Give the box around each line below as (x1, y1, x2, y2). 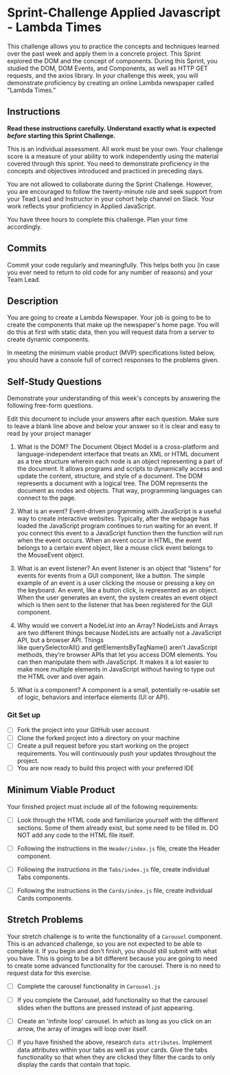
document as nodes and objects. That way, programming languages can (16, 487, 222, 495)
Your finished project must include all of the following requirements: (7, 802, 199, 810)
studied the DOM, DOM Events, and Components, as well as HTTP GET (7, 64, 208, 72)
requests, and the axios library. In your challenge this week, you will (7, 71, 198, 80)
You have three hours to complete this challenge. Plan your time (7, 215, 188, 223)
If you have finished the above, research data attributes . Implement (16, 1038, 213, 1046)
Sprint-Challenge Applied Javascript (7, 5, 221, 21)
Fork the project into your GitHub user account (16, 726, 149, 734)
